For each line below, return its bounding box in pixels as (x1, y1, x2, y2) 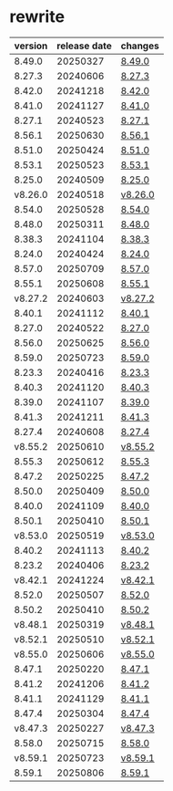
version (14, 39, 48, 52)
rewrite (9, 6, 66, 27)
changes (120, 39, 159, 52)
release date (56, 39, 112, 52)
